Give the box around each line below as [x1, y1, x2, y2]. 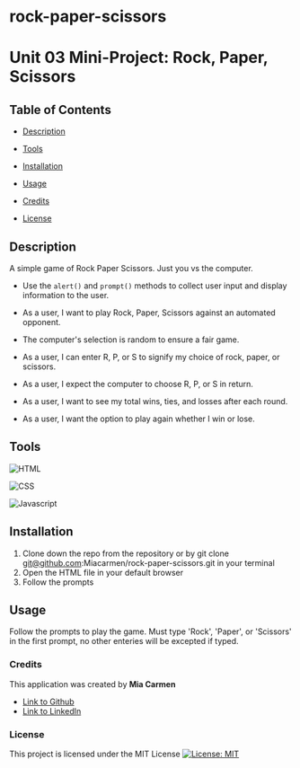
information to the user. [22, 290, 110, 300]
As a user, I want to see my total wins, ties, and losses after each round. [22, 396, 288, 406]
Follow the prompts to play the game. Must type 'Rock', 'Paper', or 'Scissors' [9, 626, 292, 637]
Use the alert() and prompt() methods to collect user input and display [22, 280, 287, 291]
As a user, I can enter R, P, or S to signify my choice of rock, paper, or [22, 352, 280, 362]
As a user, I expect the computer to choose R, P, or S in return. [22, 379, 254, 389]
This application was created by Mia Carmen [9, 678, 176, 689]
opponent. [22, 317, 61, 327]
